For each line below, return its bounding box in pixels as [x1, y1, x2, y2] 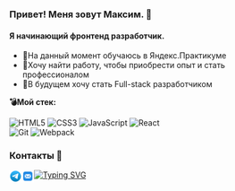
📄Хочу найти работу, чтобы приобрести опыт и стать [21, 60, 226, 71]
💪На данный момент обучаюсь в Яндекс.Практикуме [21, 50, 227, 61]
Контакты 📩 [9, 150, 63, 162]
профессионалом [21, 69, 89, 80]
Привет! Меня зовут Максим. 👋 [9, 8, 152, 21]
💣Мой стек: [9, 97, 56, 108]
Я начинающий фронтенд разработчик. [9, 30, 165, 41]
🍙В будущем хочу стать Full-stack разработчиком [21, 79, 213, 90]
